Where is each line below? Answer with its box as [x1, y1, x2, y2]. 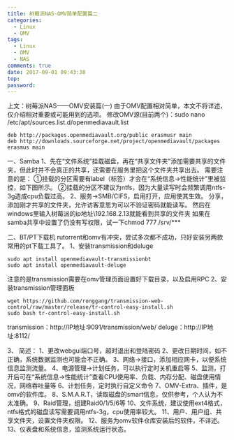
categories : [7, 17, 42, 24]
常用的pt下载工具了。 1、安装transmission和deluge [7, 242, 154, 250]
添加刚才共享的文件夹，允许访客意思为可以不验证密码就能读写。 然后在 [7, 200, 211, 210]
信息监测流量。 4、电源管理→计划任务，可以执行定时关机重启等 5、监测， [7, 364, 220, 372]
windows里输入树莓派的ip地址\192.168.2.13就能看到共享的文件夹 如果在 [7, 210, 211, 218]
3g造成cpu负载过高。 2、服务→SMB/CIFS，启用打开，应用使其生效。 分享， [7, 192, 227, 200]
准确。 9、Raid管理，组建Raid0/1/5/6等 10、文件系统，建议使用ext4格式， [13, 399, 226, 407]
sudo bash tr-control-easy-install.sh [7, 310, 120, 317]
